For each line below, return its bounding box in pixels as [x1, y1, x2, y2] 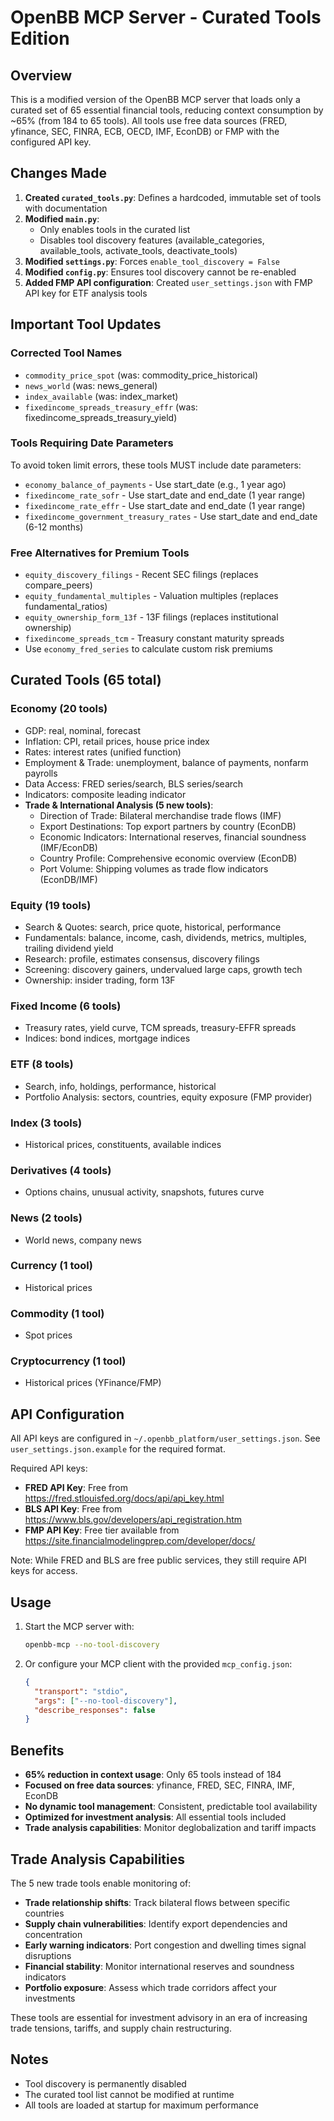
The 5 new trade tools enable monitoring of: [10, 1877, 192, 1889]
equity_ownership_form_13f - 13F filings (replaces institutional [24, 611, 279, 623]
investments [24, 1992, 76, 2004]
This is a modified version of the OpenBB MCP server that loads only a [10, 94, 301, 105]
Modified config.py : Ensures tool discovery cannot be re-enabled [24, 266, 297, 278]
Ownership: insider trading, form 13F [24, 974, 176, 986]
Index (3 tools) [10, 1116, 83, 1130]
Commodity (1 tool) [10, 1306, 105, 1320]
